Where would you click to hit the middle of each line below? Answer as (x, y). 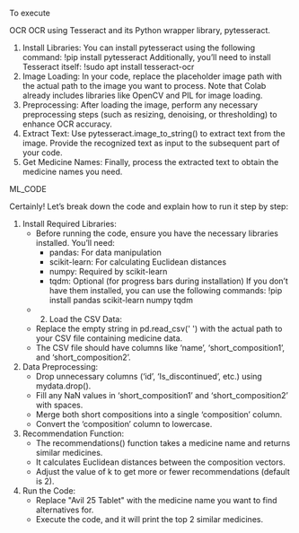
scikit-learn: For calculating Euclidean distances (138, 262)
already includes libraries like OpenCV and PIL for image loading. (142, 95)
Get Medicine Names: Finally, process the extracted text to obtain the (150, 162)
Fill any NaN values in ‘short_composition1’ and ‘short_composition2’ (162, 395)
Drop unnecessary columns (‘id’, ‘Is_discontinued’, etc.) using (149, 376)
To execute (30, 13)
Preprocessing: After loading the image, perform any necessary (140, 105)
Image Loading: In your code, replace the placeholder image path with (152, 76)
